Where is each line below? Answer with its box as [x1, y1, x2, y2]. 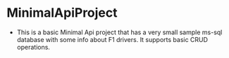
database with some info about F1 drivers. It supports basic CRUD [16, 35, 209, 43]
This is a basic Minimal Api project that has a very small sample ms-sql [16, 28, 223, 36]
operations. [16, 43, 51, 51]
